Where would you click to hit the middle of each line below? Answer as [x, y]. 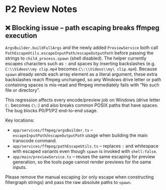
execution [21, 35]
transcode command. [34, 141]
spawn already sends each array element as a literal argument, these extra [81, 74]
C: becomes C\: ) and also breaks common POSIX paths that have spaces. [82, 105]
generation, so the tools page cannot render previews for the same [82, 162]
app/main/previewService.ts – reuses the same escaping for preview [84, 157]
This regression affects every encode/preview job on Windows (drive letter [83, 100]
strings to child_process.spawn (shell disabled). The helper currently [76, 58]
